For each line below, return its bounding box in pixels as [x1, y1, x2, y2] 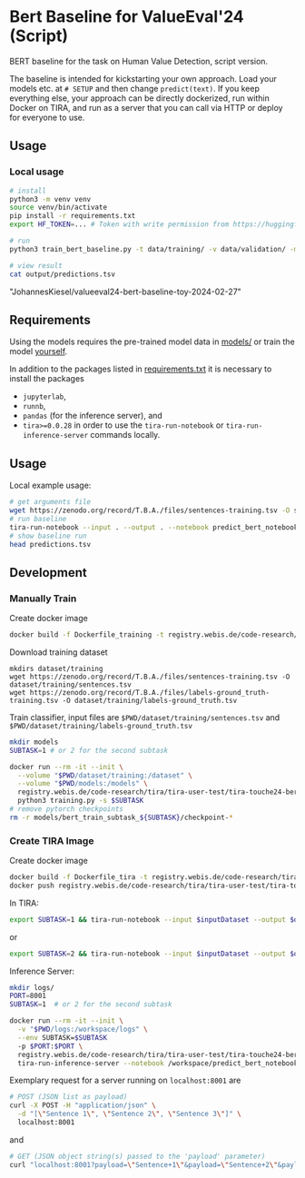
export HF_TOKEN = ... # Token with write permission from [9, 220, 230, 229]
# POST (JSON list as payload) [9, 1093, 128, 1102]
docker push [9, 881, 54, 890]
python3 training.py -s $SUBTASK [17, 797, 144, 806]
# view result [9, 261, 64, 270]
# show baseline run [9, 531, 88, 540]
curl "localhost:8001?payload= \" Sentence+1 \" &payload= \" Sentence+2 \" [9, 1160, 279, 1169]
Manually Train [9, 592, 77, 605]
